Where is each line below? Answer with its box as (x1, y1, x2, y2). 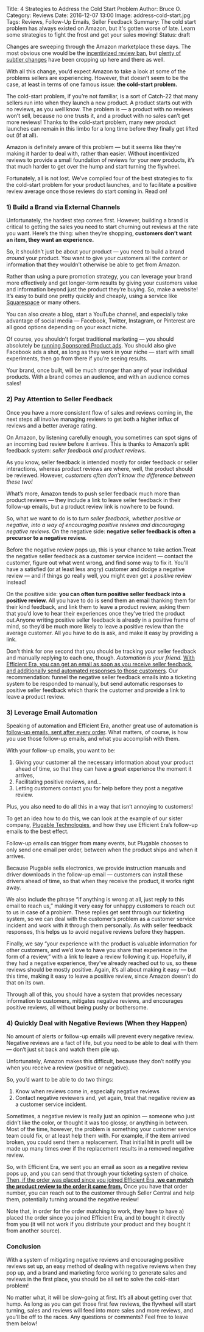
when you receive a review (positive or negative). (6, 1064, 130, 1071)
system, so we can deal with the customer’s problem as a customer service (6, 915, 195, 922)
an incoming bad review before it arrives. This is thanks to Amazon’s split (6, 440, 189, 448)
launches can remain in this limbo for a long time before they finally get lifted (6, 125, 199, 132)
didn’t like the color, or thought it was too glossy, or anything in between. (6, 1119, 189, 1126)
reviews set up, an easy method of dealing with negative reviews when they (6, 1262, 197, 1270)
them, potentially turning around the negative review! (6, 1196, 139, 1203)
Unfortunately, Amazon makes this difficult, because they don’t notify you (6, 1058, 191, 1065)
